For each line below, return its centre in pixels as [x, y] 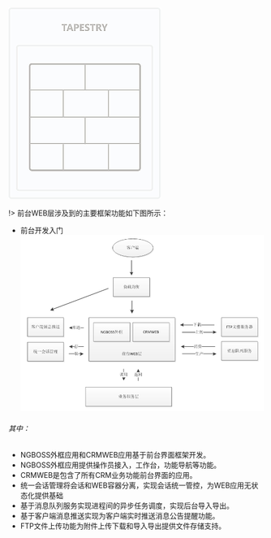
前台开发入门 [41, 230]
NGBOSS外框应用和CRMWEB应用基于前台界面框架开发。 [115, 455]
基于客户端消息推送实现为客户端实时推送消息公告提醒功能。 [120, 516]
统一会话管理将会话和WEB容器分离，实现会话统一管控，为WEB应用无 [135, 485]
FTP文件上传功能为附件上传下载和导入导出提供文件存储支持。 [123, 526]
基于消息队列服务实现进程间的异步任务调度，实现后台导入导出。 [127, 505]
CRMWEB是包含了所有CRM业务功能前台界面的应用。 [108, 475]
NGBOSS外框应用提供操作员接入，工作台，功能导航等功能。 [120, 465]
